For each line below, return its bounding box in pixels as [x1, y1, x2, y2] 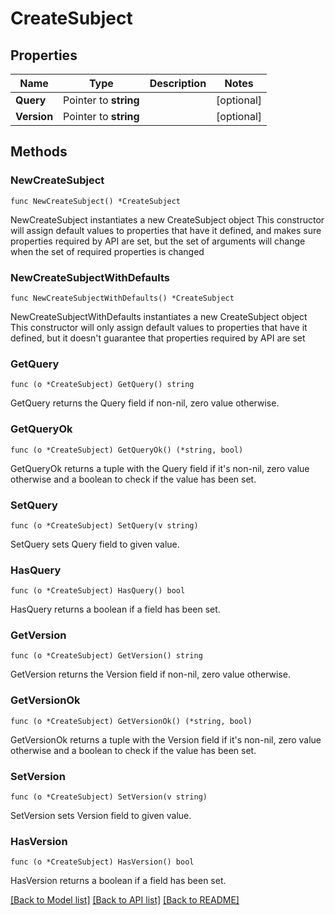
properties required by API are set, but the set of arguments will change [10, 235, 306, 247]
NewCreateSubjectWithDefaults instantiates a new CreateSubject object [10, 310, 308, 322]
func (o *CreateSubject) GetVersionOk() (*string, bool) [10, 716, 253, 726]
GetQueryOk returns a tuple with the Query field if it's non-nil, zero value [10, 462, 310, 474]
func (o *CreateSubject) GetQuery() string [10, 380, 195, 390]
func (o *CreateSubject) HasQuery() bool [10, 586, 186, 596]
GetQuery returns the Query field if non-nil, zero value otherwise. [10, 397, 280, 409]
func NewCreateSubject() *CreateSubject [10, 196, 182, 206]
